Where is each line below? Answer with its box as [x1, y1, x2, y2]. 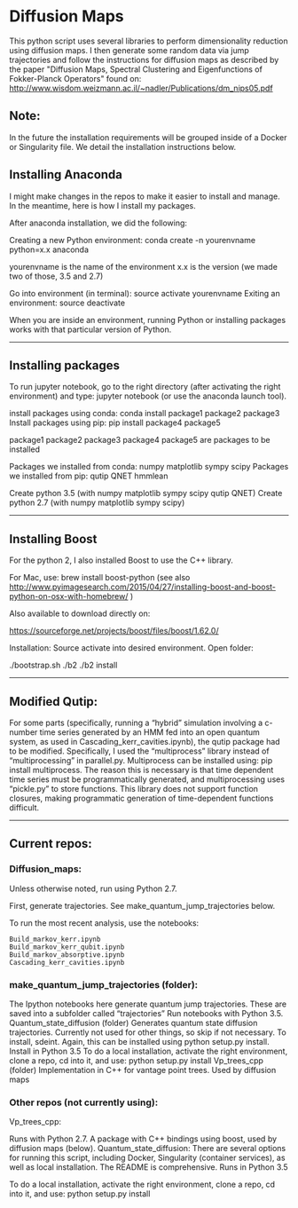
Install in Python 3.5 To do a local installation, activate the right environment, [9, 1046, 288, 1056]
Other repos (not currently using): [9, 1096, 159, 1109]
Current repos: [9, 836, 93, 851]
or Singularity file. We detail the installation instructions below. [9, 141, 237, 152]
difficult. [9, 802, 40, 813]
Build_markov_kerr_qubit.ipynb [9, 943, 125, 951]
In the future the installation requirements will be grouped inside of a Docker [9, 131, 287, 143]
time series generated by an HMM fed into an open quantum [39, 727, 260, 738]
